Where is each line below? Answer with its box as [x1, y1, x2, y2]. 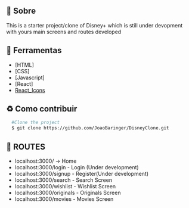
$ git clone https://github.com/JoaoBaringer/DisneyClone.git [11, 125, 169, 131]
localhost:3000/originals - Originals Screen [14, 189, 121, 196]
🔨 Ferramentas [6, 45, 62, 55]
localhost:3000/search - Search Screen [14, 176, 113, 184]
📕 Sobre [6, 6, 36, 16]
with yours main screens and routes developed [6, 28, 122, 35]
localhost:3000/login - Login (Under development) [14, 164, 139, 170]
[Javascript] [14, 74, 45, 81]
